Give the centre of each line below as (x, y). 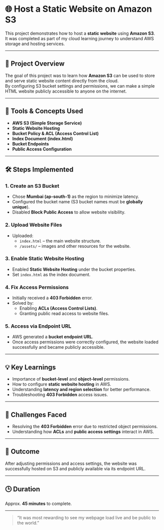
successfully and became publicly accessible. (58, 347)
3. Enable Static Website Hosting (45, 259)
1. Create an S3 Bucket (32, 186)
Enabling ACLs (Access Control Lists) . (58, 308)
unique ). (21, 207)
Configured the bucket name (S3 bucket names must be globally (77, 202)
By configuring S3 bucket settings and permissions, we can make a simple (80, 86)
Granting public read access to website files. (64, 313)
